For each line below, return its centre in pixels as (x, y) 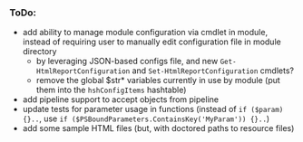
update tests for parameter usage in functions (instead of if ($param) (153, 109)
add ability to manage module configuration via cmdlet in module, (145, 33)
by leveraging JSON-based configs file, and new (127, 62)
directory (39, 52)
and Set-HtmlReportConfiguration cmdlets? (213, 71)
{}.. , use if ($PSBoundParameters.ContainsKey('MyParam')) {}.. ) (146, 118)
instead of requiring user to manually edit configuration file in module (151, 42)
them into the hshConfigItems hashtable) (111, 90)
